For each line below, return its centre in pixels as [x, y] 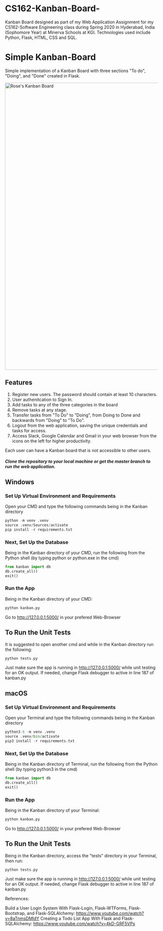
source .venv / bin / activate [32, 736]
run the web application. [30, 467]
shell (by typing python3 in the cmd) [41, 769]
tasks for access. [29, 430]
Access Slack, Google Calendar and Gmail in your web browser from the [84, 436]
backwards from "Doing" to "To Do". [48, 420]
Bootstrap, [16, 913]
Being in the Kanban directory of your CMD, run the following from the [75, 552]
